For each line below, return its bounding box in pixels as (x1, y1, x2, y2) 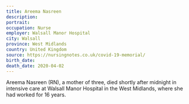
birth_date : (6, 57, 35, 63)
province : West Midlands (6, 41, 67, 47)
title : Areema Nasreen (6, 8, 62, 15)
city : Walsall (6, 36, 41, 41)
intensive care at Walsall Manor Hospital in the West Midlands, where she (6, 85, 183, 92)
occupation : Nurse (6, 25, 51, 31)
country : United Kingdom (6, 47, 67, 53)
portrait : (6, 19, 31, 25)
